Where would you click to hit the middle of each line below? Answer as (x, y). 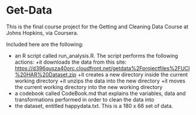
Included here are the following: (45, 44)
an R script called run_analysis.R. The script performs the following (97, 55)
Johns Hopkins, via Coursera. (42, 32)
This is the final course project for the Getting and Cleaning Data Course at (97, 27)
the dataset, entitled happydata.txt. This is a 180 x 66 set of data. (94, 106)
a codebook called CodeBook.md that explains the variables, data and (100, 93)
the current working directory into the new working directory (89, 87)
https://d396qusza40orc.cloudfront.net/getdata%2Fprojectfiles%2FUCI (102, 68)
